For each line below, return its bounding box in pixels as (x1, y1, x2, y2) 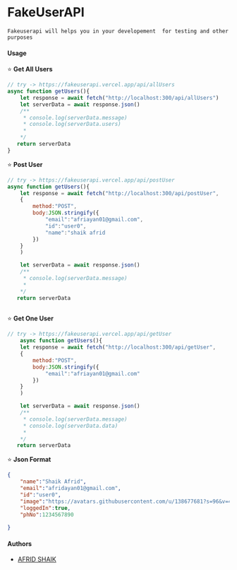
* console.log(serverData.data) (23, 422, 119, 429)
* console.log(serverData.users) (23, 121, 121, 128)
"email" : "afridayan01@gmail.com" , (20, 485, 121, 492)
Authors (7, 539, 32, 548)
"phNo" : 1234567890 (20, 511, 74, 518)
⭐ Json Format (7, 455, 51, 464)
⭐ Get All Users (7, 65, 53, 74)
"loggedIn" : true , (20, 504, 71, 511)
